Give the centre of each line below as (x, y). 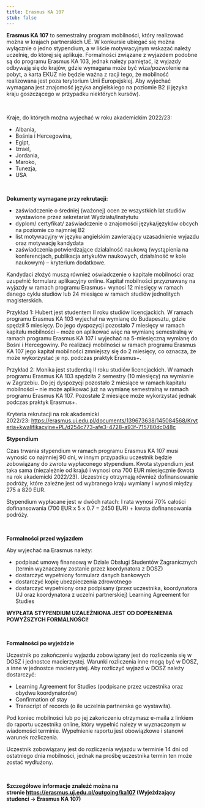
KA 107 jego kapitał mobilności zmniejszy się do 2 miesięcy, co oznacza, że (101, 351)
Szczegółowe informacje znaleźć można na (62, 786)
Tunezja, (26, 168)
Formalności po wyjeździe (40, 643)
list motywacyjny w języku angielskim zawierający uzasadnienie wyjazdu (107, 236)
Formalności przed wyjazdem (45, 538)
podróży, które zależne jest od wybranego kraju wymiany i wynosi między (99, 483)
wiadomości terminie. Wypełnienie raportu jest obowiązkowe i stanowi (95, 731)
